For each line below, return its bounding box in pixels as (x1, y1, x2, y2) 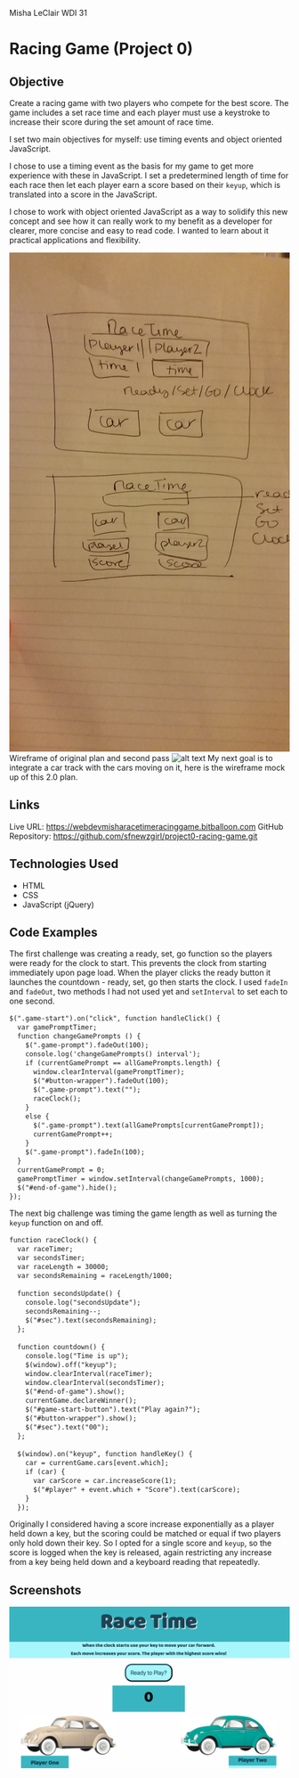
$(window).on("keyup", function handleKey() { (17, 1450, 193, 1459)
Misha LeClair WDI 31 (9, 8, 87, 18)
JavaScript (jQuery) (21, 899, 95, 910)
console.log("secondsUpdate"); (25, 1299, 141, 1307)
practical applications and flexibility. (9, 235, 141, 245)
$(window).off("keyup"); (25, 1361, 117, 1370)
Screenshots (9, 1582, 82, 1598)
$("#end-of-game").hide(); (17, 1184, 117, 1192)
